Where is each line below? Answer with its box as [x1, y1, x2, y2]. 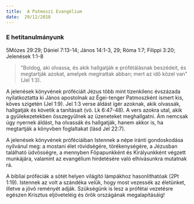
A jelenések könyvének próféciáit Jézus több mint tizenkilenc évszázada [6, 88, 181, 95]
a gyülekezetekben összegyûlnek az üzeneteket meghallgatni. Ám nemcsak [6, 112, 189, 120]
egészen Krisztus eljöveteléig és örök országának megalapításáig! [6, 191, 165, 198]
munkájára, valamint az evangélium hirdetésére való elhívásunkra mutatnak [6, 155, 187, 162]
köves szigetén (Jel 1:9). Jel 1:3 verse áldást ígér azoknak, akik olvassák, [6, 100, 181, 107]
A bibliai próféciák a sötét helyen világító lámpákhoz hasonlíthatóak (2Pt [6, 172, 179, 179]
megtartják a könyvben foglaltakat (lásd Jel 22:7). [6, 125, 126, 132]
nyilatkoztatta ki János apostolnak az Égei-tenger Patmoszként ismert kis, [6, 94, 184, 101]
